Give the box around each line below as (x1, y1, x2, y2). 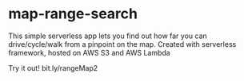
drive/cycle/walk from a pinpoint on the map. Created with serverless (8, 39, 237, 48)
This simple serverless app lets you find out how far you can (8, 31, 208, 40)
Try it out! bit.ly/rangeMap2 (8, 63, 98, 72)
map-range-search (8, 5, 138, 23)
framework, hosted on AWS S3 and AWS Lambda (8, 48, 170, 57)
